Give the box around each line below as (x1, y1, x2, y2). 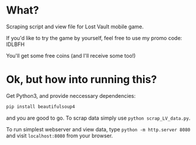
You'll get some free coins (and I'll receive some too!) (6, 52, 136, 59)
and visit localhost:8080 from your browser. (6, 132, 113, 139)
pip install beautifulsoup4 (6, 104, 76, 110)
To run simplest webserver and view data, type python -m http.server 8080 (6, 126, 191, 133)
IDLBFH (6, 41, 25, 48)
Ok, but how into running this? (6, 73, 158, 86)
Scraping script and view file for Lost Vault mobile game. (6, 23, 144, 30)
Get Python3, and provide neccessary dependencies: (6, 92, 136, 99)
